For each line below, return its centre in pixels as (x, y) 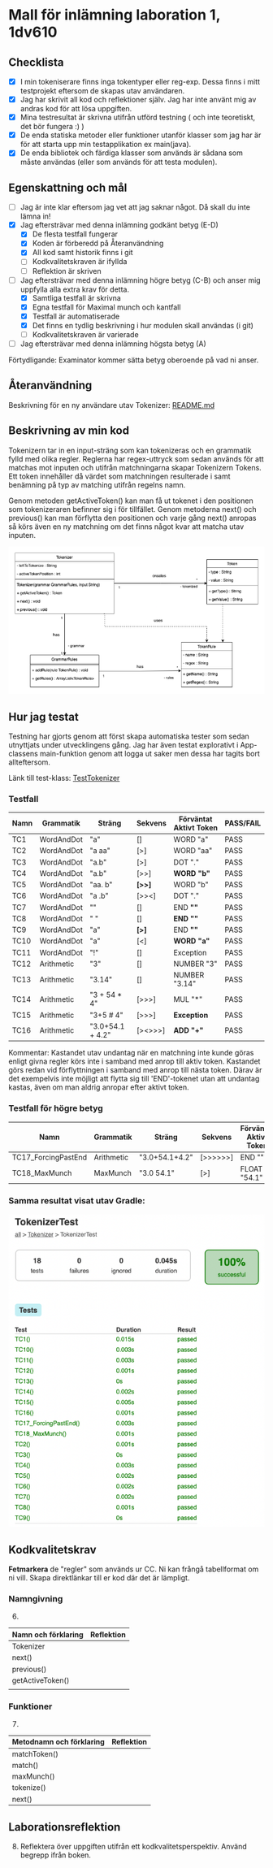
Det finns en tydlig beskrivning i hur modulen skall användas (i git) (143, 325)
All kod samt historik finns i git (82, 253)
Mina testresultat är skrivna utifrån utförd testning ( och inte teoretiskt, (138, 117)
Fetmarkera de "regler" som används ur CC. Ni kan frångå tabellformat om (134, 1569)
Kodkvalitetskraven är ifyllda (80, 262)
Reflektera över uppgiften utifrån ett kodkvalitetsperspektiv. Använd (134, 1846)
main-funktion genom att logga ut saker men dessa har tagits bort (149, 754)
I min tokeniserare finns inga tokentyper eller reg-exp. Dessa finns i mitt (140, 82)
